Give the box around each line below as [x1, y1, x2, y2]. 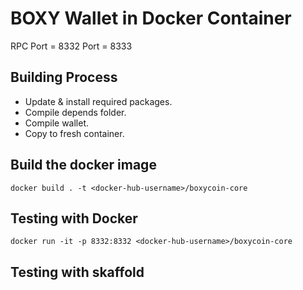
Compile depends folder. [24, 106, 127, 118]
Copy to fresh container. [24, 127, 125, 139]
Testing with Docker [10, 210, 138, 227]
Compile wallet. [24, 117, 90, 129]
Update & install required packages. [24, 95, 173, 107]
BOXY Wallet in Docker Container [10, 7, 292, 30]
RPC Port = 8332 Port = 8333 [10, 40, 133, 52]
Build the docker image [10, 157, 157, 174]
